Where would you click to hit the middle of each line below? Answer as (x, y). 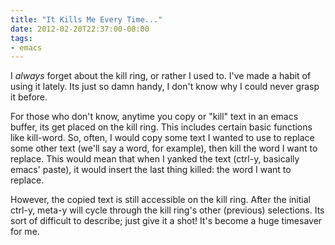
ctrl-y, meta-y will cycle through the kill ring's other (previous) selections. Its (167, 210)
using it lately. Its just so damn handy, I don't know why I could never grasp (165, 87)
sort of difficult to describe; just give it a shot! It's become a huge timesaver (166, 221)
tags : (21, 38)
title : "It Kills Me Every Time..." (86, 19)
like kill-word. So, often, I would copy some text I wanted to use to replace (162, 138)
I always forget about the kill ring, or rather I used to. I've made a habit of (161, 76)
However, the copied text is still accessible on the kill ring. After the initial (160, 200)
